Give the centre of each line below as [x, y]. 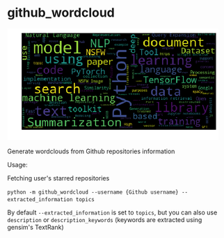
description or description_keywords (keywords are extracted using [105, 219]
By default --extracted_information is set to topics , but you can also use [112, 212]
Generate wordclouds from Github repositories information [91, 151]
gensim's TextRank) [35, 227]
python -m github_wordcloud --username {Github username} [93, 192]
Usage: [17, 164]
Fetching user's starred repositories [58, 178]
